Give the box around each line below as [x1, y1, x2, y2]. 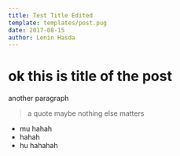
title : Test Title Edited [8, 11, 93, 20]
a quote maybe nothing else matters [27, 109, 145, 118]
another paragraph [8, 94, 69, 103]
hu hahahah [19, 141, 58, 150]
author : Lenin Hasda [8, 33, 76, 42]
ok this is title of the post [8, 68, 173, 85]
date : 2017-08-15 [8, 26, 65, 34]
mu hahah [19, 124, 53, 134]
